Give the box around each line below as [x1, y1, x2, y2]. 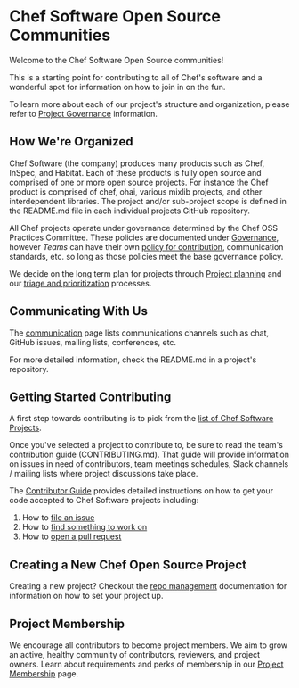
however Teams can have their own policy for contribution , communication [9, 241, 284, 252]
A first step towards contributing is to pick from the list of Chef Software [9, 413, 274, 424]
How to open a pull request [21, 531, 122, 542]
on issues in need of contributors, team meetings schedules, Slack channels [9, 459, 289, 469]
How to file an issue [21, 512, 95, 523]
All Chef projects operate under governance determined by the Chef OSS [9, 222, 279, 233]
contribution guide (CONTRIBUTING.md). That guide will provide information [9, 449, 290, 460]
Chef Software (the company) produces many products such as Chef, [9, 158, 265, 169]
